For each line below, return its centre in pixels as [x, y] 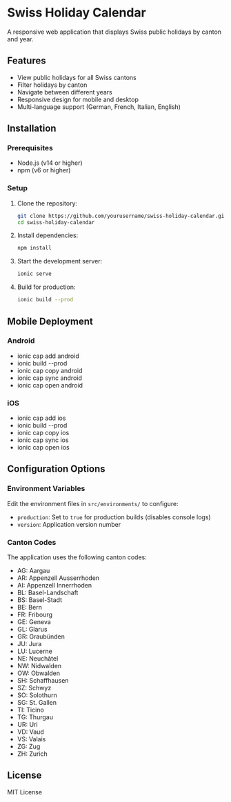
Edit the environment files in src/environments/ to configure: [93, 503]
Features [27, 61]
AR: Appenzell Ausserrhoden [58, 578]
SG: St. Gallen [37, 703]
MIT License [25, 792]
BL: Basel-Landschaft [48, 593]
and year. [20, 39]
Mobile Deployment [50, 321]
